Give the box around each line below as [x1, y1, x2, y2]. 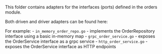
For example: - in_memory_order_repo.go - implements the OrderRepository [5, 28, 155, 34]
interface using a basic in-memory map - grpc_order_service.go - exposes [5, 34, 156, 39]
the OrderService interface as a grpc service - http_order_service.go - [5, 38, 148, 44]
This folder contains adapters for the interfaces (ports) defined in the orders [5, 4, 158, 10]
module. [5, 9, 22, 15]
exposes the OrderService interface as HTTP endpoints [5, 44, 116, 49]
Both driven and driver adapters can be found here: [5, 19, 108, 24]
